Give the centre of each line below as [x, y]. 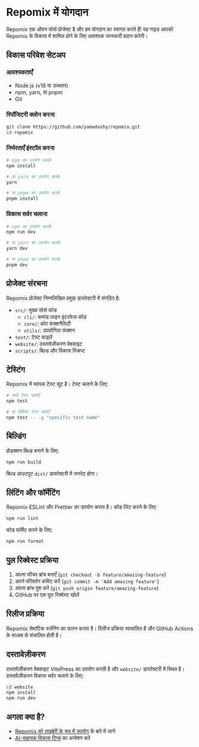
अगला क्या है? [26, 717]
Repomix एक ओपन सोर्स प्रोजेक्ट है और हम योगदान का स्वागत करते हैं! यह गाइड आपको [90, 29]
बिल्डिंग [16, 436]
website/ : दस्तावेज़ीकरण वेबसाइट [48, 344]
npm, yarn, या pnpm [39, 92]
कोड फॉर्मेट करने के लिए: [30, 530]
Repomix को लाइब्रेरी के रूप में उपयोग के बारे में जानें [65, 731]
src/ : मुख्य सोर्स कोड [36, 310]
